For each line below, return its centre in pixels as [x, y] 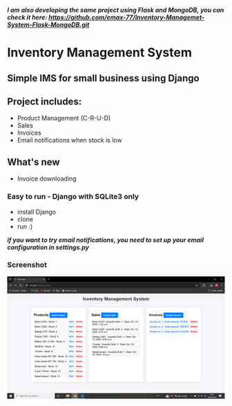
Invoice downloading [47, 178]
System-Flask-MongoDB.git [48, 25]
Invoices [29, 133]
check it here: [27, 17]
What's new [33, 162]
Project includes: [45, 101]
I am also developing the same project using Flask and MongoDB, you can [116, 10]
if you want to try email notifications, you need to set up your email [105, 240]
